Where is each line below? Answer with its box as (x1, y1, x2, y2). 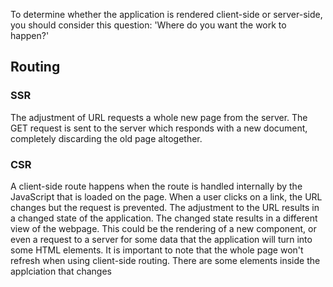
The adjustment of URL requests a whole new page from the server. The (10, 111, 308, 123)
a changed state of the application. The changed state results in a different (10, 212, 318, 224)
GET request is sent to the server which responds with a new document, (10, 122, 308, 134)
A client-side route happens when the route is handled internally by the (10, 180, 303, 192)
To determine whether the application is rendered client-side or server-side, (10, 9, 323, 20)
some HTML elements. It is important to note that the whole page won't (10, 244, 304, 256)
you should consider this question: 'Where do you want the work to (10, 19, 287, 31)
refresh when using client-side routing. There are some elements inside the (10, 254, 321, 266)
